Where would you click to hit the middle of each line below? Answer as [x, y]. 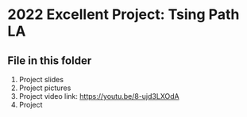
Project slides [41, 79]
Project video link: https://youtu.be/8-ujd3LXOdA [99, 96]
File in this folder [50, 60]
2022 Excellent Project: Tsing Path [123, 15]
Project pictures [45, 88]
